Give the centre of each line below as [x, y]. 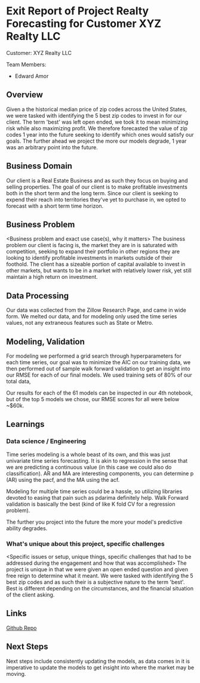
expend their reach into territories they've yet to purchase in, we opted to [96, 199]
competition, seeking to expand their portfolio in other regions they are [93, 251]
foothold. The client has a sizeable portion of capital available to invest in [96, 264]
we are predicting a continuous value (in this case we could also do [89, 467]
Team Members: [26, 64]
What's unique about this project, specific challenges [86, 543]
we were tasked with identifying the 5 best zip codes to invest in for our [94, 115]
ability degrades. [27, 528]
